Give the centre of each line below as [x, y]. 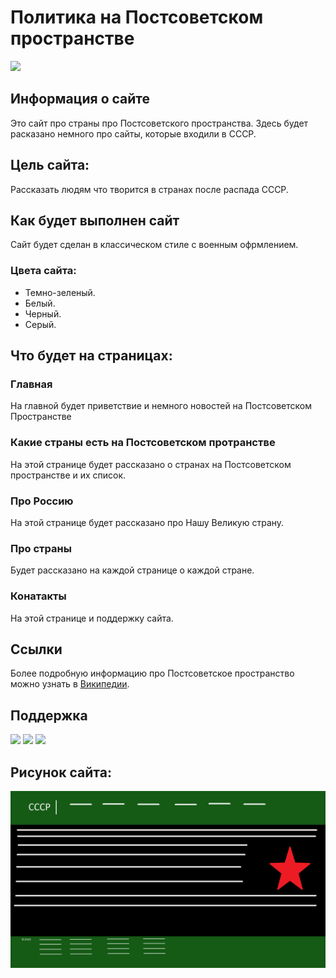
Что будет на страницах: [91, 356]
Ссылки [36, 649]
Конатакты [38, 596]
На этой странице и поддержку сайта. [92, 618]
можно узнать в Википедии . [70, 684]
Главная [31, 384]
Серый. [40, 324]
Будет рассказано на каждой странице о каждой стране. [132, 570]
